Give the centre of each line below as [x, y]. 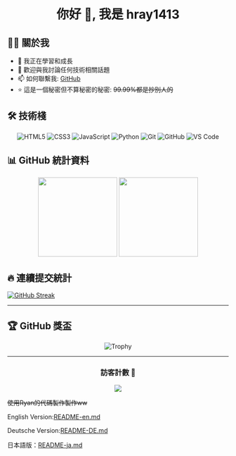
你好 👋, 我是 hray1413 [118, 14]
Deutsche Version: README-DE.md [58, 430]
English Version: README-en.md [54, 417]
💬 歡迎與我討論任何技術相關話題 [64, 70]
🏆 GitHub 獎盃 [40, 326]
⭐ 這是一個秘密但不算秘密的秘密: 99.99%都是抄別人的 [95, 90]
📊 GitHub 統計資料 [48, 160]
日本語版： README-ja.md [45, 445]
